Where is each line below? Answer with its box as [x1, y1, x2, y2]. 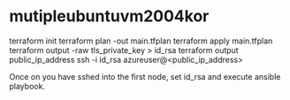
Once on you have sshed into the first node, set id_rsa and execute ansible [9, 71, 281, 81]
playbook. [9, 81, 46, 91]
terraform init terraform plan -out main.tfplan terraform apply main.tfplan [9, 35, 273, 46]
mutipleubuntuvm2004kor [9, 6, 210, 27]
